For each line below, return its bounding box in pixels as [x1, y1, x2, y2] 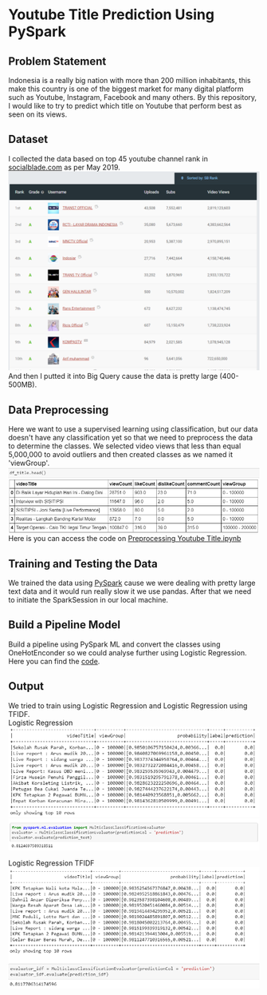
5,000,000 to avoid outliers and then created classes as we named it [8, 450, 234, 460]
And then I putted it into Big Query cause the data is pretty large [8, 372, 218, 381]
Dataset [8, 133, 49, 146]
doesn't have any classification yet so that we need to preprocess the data [8, 433, 253, 443]
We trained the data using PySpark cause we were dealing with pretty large [8, 578, 256, 588]
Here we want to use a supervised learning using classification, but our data [8, 424, 258, 434]
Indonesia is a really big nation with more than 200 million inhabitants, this [8, 76, 251, 85]
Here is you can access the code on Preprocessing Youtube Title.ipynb [8, 534, 241, 543]
